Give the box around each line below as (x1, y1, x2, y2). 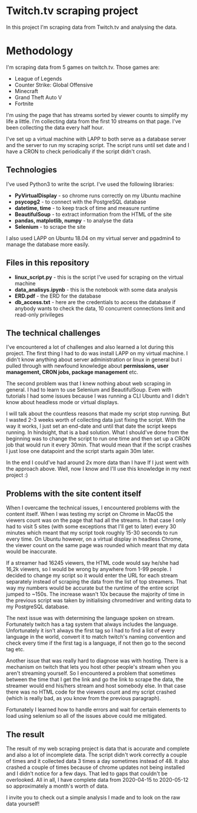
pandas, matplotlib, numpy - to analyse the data (14, 216, 133, 224)
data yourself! (6, 800, 40, 807)
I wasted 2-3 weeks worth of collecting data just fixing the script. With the (6, 417, 186, 424)
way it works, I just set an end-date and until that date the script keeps (6, 422, 177, 430)
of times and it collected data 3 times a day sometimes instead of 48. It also (6, 757, 189, 764)
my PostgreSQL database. (6, 603, 69, 610)
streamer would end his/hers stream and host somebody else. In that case (6, 682, 186, 689)
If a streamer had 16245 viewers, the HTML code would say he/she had (6, 559, 179, 567)
